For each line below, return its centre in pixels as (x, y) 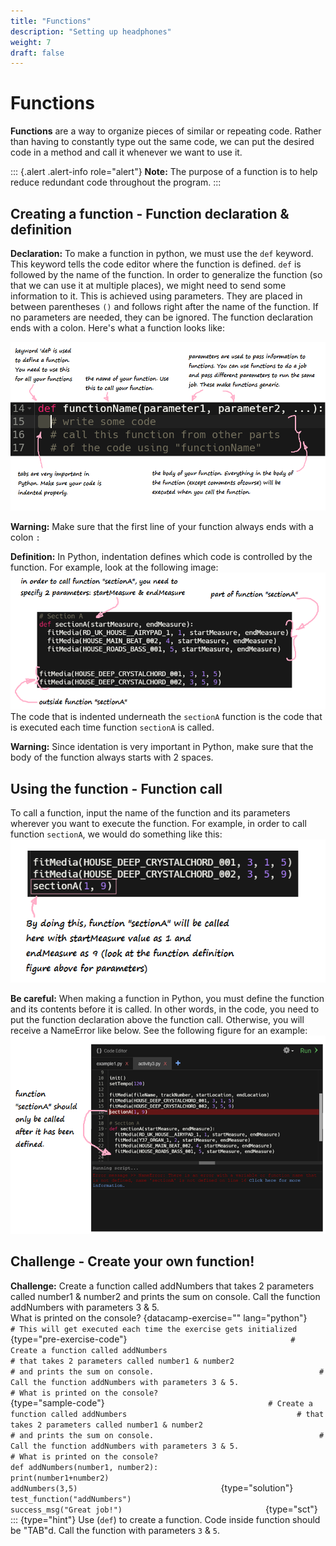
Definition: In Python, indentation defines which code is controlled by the (161, 556)
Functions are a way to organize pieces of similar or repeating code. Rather (166, 131)
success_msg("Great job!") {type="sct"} (164, 1509)
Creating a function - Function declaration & (150, 213)
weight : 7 (31, 42)
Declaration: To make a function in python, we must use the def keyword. (162, 253)
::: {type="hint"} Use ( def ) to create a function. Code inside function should (165, 1519)
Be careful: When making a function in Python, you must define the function (167, 998)
